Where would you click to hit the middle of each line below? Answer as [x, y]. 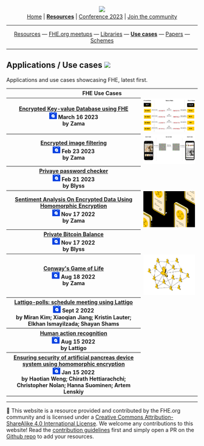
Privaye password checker [73, 171]
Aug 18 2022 [78, 277]
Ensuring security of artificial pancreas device [73, 357]
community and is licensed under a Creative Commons [75, 417]
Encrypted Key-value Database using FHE [74, 109]
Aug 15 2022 [78, 341]
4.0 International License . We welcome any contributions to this [114, 424]
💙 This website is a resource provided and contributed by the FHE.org [93, 411]
